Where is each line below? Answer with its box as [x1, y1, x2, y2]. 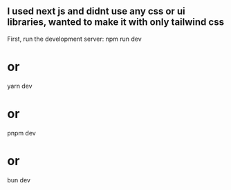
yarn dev [7, 82, 33, 90]
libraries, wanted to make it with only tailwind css [7, 17, 225, 28]
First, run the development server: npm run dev [7, 35, 142, 43]
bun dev [7, 175, 31, 184]
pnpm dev [7, 129, 36, 137]
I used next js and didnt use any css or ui [7, 6, 185, 17]
